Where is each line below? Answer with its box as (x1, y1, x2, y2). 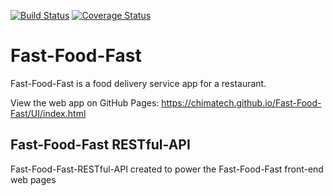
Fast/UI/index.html (10, 107, 87, 119)
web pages (10, 173, 57, 185)
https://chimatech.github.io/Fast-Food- (161, 96, 322, 109)
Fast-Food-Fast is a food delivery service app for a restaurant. (10, 77, 267, 89)
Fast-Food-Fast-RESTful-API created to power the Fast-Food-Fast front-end (10, 163, 324, 175)
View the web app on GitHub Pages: (10, 96, 160, 109)
